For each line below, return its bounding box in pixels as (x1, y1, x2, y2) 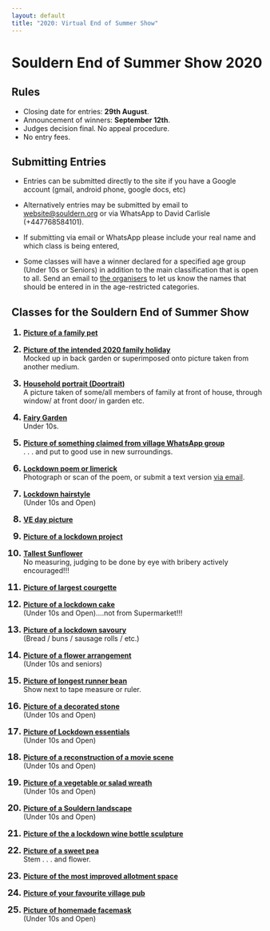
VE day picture (22, 515, 73, 524)
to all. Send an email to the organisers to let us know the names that (22, 273, 247, 284)
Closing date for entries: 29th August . (22, 106, 149, 116)
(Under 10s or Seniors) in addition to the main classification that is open (22, 265, 259, 275)
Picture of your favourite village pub (22, 889, 145, 898)
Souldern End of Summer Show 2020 (11, 54, 263, 72)
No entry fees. (22, 132, 71, 141)
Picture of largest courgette (22, 583, 117, 592)
